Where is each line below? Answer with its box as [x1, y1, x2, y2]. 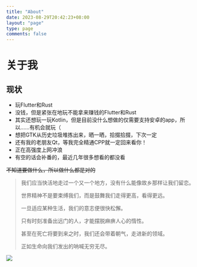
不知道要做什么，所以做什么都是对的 [6, 166, 96, 174]
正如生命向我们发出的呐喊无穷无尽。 [20, 243, 111, 250]
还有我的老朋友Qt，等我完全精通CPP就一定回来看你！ [14, 139, 147, 146]
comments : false [6, 31, 47, 37]
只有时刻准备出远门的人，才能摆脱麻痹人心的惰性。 [20, 217, 147, 224]
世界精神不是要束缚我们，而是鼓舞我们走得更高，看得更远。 [20, 192, 168, 199]
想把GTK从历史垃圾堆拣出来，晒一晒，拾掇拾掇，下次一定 [14, 131, 157, 138]
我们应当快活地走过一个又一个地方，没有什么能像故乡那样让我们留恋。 [20, 179, 195, 186]
